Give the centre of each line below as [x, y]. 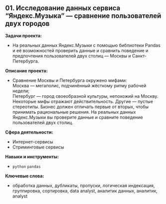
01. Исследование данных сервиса [63, 8]
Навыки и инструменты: [32, 156]
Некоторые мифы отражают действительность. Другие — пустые [83, 101]
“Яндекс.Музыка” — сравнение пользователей [83, 16]
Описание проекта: [26, 70]
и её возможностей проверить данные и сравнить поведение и [80, 50]
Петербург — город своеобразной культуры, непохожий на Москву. [85, 96]
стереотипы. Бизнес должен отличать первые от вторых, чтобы [80, 107]
